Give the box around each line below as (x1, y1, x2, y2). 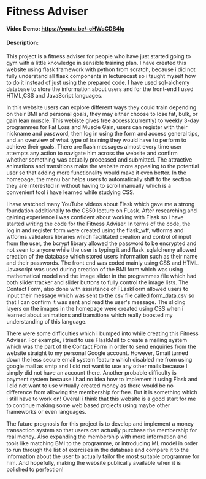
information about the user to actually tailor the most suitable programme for (6, 453, 200, 460)
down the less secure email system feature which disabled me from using (6, 356, 193, 363)
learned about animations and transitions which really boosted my (6, 311, 173, 319)
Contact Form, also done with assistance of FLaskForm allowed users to (6, 285, 189, 292)
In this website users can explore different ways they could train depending (6, 103, 197, 111)
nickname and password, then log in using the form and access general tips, (6, 130, 199, 137)
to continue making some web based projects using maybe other (6, 401, 170, 409)
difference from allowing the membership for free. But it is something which (6, 388, 197, 395)
